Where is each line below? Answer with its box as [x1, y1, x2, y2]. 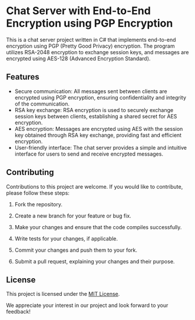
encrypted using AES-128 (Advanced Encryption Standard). [6, 55, 151, 62]
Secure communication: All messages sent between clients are [14, 87, 167, 95]
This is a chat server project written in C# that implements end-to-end [6, 36, 176, 43]
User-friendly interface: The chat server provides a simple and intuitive [14, 144, 187, 151]
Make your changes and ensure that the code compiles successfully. [14, 223, 182, 230]
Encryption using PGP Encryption [6, 17, 173, 30]
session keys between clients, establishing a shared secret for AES [14, 113, 177, 120]
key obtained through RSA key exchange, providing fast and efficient [14, 131, 181, 138]
